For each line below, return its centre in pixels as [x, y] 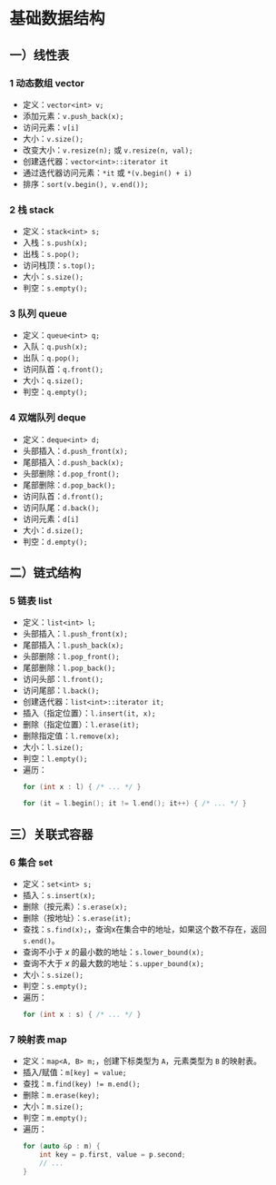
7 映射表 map [39, 1039]
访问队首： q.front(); [63, 370]
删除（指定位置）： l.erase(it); [81, 725]
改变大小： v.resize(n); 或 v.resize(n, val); [108, 150]
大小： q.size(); [53, 380]
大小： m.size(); [53, 1106]
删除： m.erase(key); [61, 1095]
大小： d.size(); [53, 530]
